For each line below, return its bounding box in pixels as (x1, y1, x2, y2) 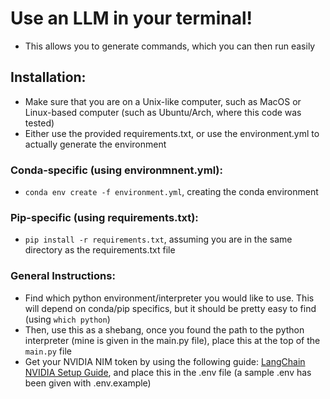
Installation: (10, 69, 87, 86)
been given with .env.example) (24, 377, 152, 389)
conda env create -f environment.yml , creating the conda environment (24, 186, 319, 198)
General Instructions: (10, 269, 116, 283)
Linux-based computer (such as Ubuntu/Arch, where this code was (24, 106, 302, 118)
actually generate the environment (24, 138, 167, 150)
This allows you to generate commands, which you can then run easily (24, 40, 316, 52)
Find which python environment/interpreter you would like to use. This (24, 292, 315, 304)
